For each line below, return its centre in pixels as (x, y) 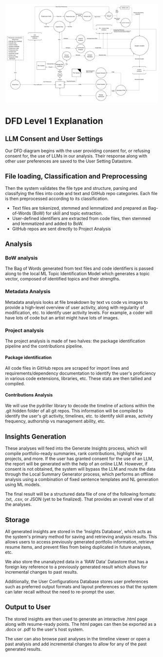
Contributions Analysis (29, 395)
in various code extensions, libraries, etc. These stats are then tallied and (78, 378)
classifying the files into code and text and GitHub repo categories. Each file (81, 193)
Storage (18, 520)
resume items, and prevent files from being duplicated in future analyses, (78, 547)
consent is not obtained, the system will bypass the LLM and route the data (80, 469)
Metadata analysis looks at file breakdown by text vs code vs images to (77, 302)
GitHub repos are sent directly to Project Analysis (61, 229)
